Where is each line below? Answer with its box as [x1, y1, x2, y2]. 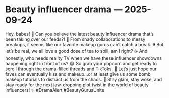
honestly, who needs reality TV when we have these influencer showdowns [5, 55, 162, 61]
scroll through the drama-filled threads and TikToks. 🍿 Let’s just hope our [5, 66, 157, 72]
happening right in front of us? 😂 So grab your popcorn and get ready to [5, 60, 157, 66]
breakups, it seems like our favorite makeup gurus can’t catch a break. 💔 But [5, 41, 164, 47]
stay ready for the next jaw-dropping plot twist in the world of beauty [5, 82, 149, 88]
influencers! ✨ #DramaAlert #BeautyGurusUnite [5, 87, 105, 93]
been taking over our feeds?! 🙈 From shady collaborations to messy [5, 36, 146, 42]
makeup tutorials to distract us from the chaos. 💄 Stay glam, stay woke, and [5, 76, 162, 82]
